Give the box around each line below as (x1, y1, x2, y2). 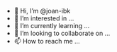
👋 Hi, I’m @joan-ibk (13, 7, 71, 15)
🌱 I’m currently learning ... (13, 22, 90, 30)
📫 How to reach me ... (13, 37, 80, 45)
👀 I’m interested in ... (13, 14, 74, 22)
